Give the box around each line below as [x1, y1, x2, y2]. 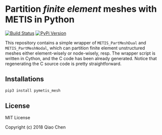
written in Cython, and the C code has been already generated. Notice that [5, 55, 157, 61]
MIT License [5, 115, 31, 121]
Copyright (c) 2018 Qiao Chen [5, 124, 66, 130]
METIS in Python [5, 14, 75, 25]
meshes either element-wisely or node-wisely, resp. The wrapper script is [5, 50, 156, 56]
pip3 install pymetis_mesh [5, 88, 61, 93]
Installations [5, 75, 44, 83]
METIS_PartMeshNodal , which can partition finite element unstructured [5, 45, 145, 51]
